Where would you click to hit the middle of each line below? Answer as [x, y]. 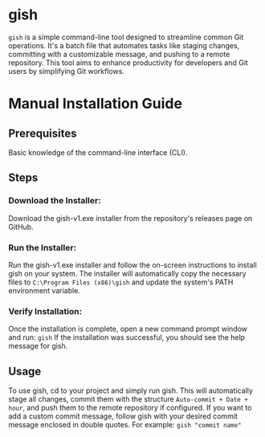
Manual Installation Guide [96, 104]
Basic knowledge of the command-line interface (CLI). [98, 152]
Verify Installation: [45, 311]
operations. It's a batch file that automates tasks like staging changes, [124, 45]
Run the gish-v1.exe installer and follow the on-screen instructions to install [132, 265]
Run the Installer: [43, 247]
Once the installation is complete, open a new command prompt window [128, 329]
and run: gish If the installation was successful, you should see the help [127, 337]
